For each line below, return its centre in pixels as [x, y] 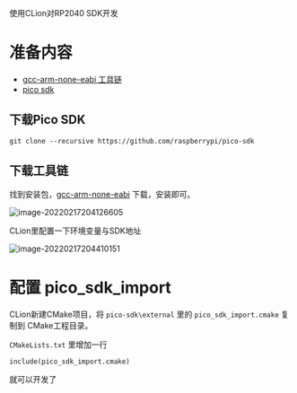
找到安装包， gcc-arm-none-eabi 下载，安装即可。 [102, 194]
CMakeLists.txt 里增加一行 [58, 345]
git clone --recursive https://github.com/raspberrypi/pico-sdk [132, 141]
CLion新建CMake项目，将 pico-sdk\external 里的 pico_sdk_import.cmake [144, 314]
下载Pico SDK [48, 120]
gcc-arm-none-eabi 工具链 [72, 79]
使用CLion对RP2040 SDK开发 [64, 13]
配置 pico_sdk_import [91, 288]
